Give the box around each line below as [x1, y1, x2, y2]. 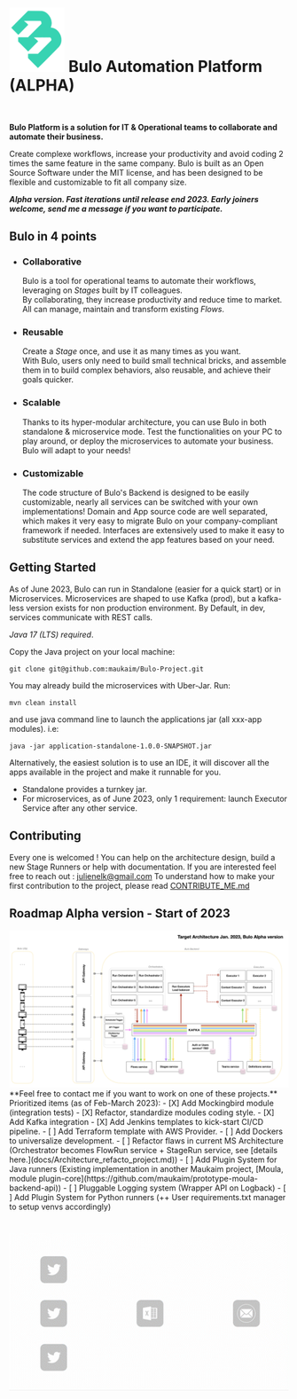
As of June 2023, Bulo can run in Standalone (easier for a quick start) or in [9, 584, 281, 594]
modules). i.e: [9, 723, 59, 734]
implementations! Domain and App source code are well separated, [21, 507, 269, 517]
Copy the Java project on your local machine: [9, 646, 176, 656]
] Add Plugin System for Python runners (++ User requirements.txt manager [9, 1192, 286, 1203]
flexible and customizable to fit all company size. [9, 177, 188, 187]
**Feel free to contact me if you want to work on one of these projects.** [9, 1089, 277, 1099]
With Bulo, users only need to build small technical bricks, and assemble [21, 356, 286, 366]
